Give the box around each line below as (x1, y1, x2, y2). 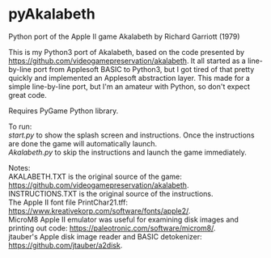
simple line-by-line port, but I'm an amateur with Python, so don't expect (8, 82, 251, 91)
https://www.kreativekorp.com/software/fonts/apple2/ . (8, 205, 191, 215)
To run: (8, 121, 32, 131)
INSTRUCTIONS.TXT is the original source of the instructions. (8, 188, 214, 198)
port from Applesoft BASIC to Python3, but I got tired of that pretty (33, 64, 255, 74)
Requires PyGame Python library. (8, 106, 119, 116)
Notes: (8, 163, 31, 172)
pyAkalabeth (8, 5, 95, 23)
